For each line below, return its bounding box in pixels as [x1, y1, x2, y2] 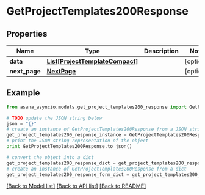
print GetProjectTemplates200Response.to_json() [6, 144, 132, 150]
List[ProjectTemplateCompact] [46, 57, 138, 65]
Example [6, 87, 40, 98]
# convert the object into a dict [6, 154, 95, 160]
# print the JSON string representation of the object [6, 138, 149, 144]
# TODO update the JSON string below [6, 115, 103, 121]
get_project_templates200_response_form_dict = [6, 171, 130, 178]
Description [144, 47, 179, 55]
